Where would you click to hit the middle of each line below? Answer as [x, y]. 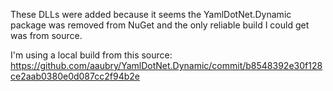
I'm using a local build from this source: [91, 55]
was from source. [46, 35]
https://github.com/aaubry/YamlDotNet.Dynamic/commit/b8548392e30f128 [166, 65]
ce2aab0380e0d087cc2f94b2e [75, 76]
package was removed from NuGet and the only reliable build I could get [160, 25]
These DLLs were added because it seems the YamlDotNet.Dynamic [151, 14]
